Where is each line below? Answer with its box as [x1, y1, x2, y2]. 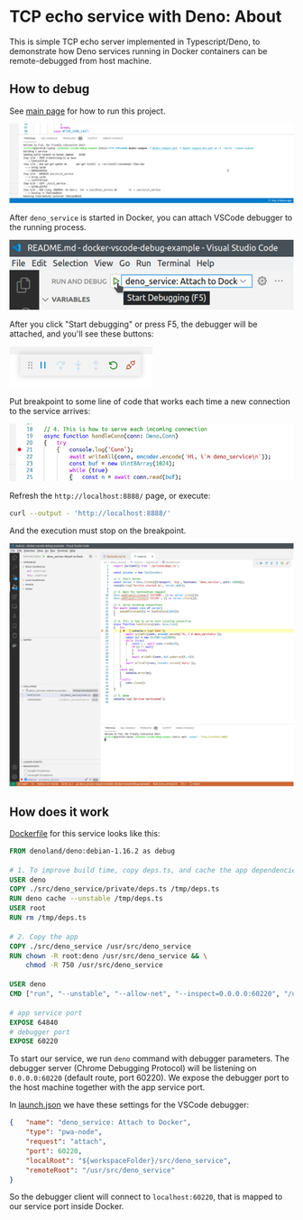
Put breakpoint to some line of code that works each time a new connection [9, 396, 291, 407]
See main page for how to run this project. [9, 106, 166, 116]
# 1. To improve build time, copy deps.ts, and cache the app [9, 865, 248, 874]
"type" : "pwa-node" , [25, 1128, 103, 1137]
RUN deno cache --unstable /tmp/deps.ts [9, 894, 164, 903]
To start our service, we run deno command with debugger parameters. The [9, 1053, 290, 1064]
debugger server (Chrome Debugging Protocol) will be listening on [9, 1063, 257, 1074]
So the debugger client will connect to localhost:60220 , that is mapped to [9, 1191, 283, 1202]
